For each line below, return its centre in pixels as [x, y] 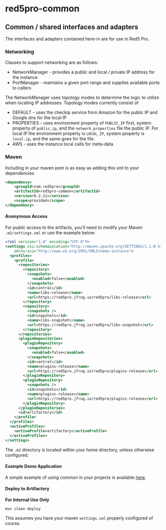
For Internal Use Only [27, 500]
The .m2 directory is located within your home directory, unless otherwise [80, 450]
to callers [22, 88]
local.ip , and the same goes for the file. [54, 139]
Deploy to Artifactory [27, 489]
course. [13, 523]
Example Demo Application [34, 466]
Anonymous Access [26, 216]
